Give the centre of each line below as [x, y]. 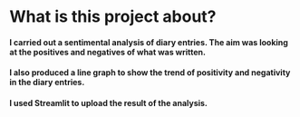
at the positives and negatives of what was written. [108, 52]
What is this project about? [113, 17]
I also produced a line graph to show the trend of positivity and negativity [150, 73]
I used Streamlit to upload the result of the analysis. [109, 102]
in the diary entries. [47, 83]
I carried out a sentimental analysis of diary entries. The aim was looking [149, 42]
